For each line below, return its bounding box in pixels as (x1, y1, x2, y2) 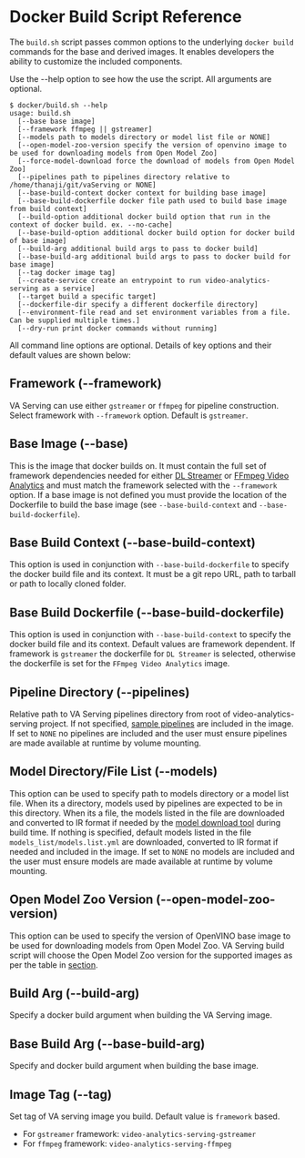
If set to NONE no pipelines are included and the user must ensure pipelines (9, 728, 288, 738)
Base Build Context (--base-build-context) (9, 534, 257, 550)
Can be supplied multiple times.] (9, 316, 141, 325)
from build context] (9, 204, 88, 213)
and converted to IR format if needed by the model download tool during (9, 817, 281, 828)
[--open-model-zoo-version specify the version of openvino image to (17, 140, 287, 149)
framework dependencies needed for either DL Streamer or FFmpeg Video (9, 470, 290, 481)
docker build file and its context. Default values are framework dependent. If (9, 639, 296, 650)
